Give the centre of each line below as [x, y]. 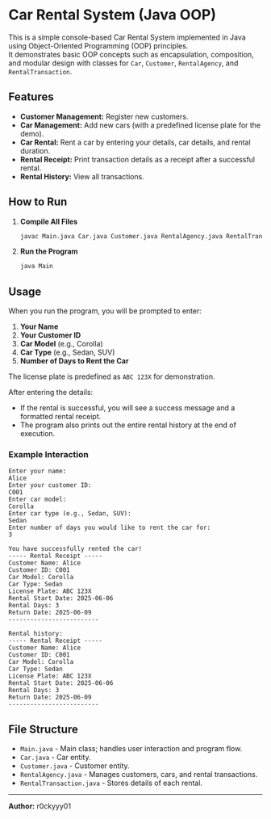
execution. [38, 434]
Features [31, 97]
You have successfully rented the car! [75, 549]
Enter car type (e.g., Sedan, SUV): [70, 514]
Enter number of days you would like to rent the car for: [110, 528]
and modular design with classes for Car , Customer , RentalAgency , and [123, 63]
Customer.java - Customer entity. [75, 766]
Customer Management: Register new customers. [104, 116]
